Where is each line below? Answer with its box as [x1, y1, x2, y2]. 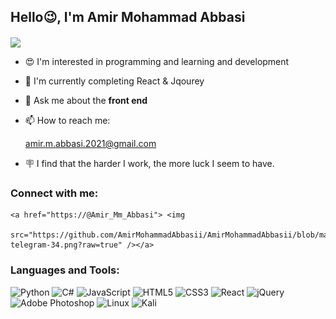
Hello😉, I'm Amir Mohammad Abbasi [10, 9, 246, 26]
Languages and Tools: [10, 263, 120, 277]
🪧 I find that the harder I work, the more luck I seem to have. [24, 157, 275, 169]
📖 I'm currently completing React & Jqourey [24, 75, 205, 87]
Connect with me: [10, 186, 99, 200]
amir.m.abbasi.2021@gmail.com [24, 137, 157, 149]
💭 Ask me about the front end [24, 94, 148, 106]
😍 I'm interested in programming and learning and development [24, 55, 290, 67]
